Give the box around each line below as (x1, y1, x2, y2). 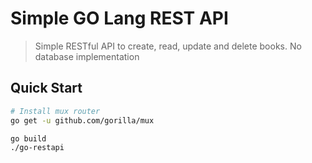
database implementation (34, 50, 140, 62)
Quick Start (10, 80, 83, 97)
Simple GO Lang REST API (10, 7, 229, 30)
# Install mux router (10, 106, 101, 116)
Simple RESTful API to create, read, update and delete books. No (34, 40, 302, 52)
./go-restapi (10, 143, 65, 153)
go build (10, 133, 47, 144)
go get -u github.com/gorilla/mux (10, 115, 155, 126)
